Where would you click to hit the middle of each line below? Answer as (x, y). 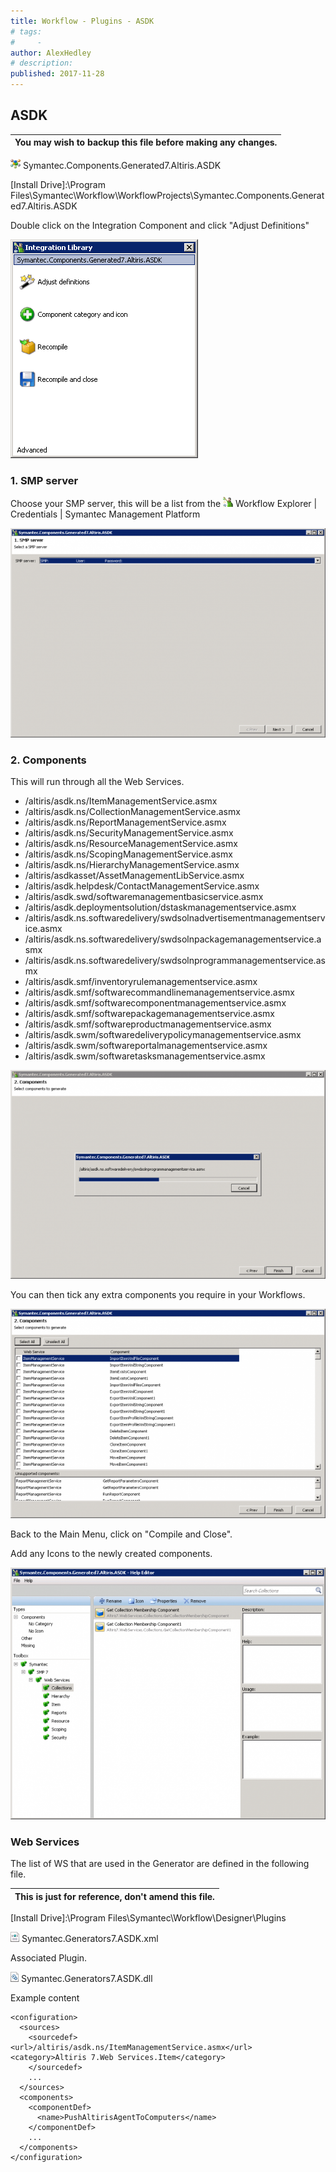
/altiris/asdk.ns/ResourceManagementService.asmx (131, 843)
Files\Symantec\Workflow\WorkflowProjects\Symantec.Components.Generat (167, 195)
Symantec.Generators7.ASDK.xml (90, 1939)
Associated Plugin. (49, 1958)
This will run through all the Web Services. (97, 781)
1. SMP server (44, 480)
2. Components (48, 760)
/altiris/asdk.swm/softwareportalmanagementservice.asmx (146, 1045)
